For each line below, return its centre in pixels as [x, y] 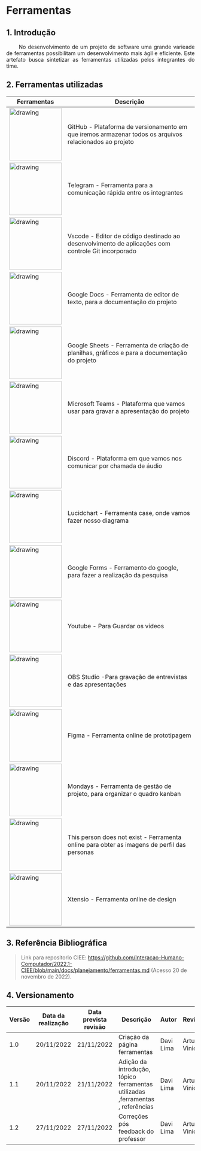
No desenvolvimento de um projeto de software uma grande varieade [107, 47]
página [128, 1044]
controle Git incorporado [102, 251]
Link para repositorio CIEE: [54, 957]
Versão [20, 1020]
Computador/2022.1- [47, 964]
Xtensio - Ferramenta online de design [122, 899]
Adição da [133, 1062]
